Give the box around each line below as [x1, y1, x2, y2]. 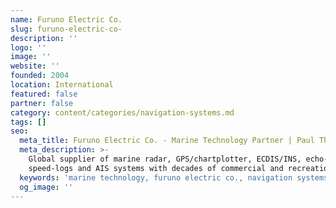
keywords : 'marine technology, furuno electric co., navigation [19, 172, 293, 183]
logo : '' [10, 42, 47, 53]
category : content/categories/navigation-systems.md [10, 107, 235, 118]
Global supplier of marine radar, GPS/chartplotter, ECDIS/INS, [28, 154, 302, 164]
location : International [10, 80, 114, 90]
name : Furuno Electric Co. [10, 14, 123, 25]
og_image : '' [19, 182, 74, 192]
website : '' [10, 61, 60, 71]
